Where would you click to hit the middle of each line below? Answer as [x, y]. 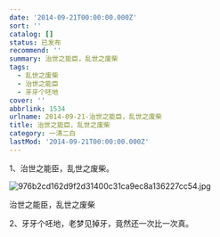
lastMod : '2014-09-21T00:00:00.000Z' [79, 142]
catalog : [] [31, 34]
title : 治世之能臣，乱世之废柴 [60, 126]
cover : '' [28, 100]
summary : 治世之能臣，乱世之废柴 [64, 59]
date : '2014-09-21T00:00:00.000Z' [73, 17]
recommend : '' [36, 51]
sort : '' [25, 26]
